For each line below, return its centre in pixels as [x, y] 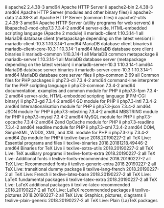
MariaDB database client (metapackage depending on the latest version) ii [80, 38]
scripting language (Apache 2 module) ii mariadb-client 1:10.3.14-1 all [74, 33]
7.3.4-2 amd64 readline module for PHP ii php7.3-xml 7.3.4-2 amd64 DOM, [80, 127]
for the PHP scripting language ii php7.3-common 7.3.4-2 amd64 [70, 85]
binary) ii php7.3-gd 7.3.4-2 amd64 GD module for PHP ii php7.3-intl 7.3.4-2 [81, 101]
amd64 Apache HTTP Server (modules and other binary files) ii [69, 12]
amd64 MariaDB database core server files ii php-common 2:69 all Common [82, 75]
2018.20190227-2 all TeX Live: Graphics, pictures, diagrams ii [84, 195]
